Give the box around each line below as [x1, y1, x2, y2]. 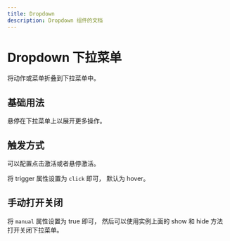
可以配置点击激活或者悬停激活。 [7, 159, 100, 168]
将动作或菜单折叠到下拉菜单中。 [7, 74, 100, 82]
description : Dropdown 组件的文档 [7, 17, 103, 24]
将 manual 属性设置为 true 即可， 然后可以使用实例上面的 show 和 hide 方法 [7, 216, 224, 225]
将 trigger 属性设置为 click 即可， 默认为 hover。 [7, 174, 150, 183]
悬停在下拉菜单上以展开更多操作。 [7, 117, 106, 125]
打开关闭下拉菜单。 [7, 225, 63, 234]
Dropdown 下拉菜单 [7, 49, 122, 66]
